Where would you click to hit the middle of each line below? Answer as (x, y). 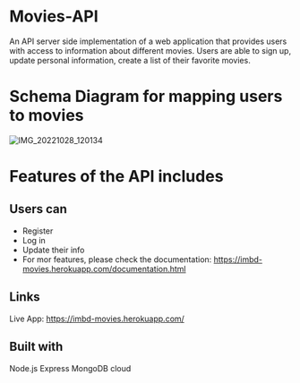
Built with (36, 347)
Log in (34, 240)
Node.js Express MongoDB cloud (70, 368)
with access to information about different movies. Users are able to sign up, (150, 50)
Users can (38, 209)
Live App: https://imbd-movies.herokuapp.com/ (97, 319)
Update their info (53, 250)
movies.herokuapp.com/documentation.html (104, 268)
